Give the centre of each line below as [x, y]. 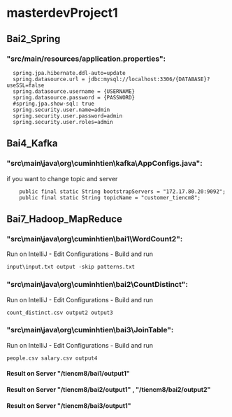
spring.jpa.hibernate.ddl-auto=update [70, 73]
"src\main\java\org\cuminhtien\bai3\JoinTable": [90, 330]
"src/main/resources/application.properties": [86, 59]
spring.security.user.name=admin [61, 110]
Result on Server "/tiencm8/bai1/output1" [68, 374]
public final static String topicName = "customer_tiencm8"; [110, 197]
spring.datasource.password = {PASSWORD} [74, 97]
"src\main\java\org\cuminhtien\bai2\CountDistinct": [97, 285]
